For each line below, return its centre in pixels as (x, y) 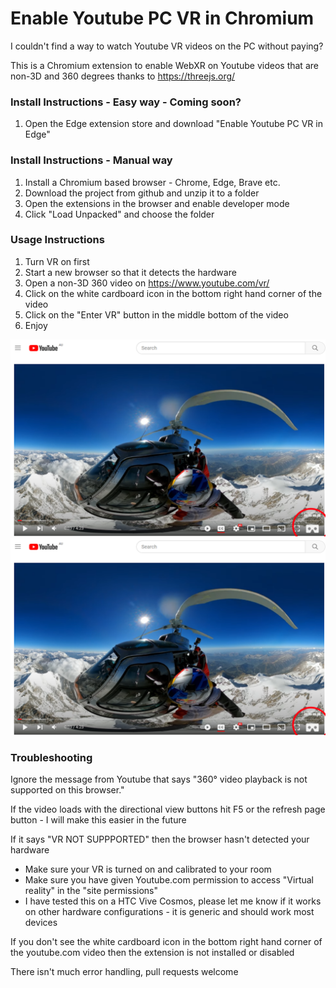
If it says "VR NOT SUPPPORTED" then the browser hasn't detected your (160, 839)
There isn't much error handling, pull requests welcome (124, 972)
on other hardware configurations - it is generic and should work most (169, 912)
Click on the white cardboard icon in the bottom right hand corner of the (173, 293)
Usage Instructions (57, 240)
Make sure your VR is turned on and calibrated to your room (148, 869)
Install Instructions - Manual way (91, 160)
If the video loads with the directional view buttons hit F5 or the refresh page (168, 809)
